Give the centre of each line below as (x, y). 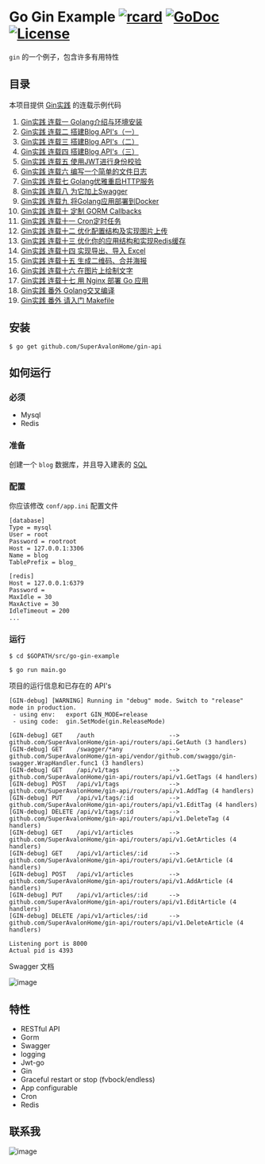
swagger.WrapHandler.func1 (54, 763)
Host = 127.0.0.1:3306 (46, 548)
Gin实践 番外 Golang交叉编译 (67, 290)
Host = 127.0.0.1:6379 (46, 583)
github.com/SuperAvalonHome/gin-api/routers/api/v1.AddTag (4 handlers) (132, 791)
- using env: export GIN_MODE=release (80, 715)
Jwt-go (32, 1062)
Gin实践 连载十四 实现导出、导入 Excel (83, 251)
